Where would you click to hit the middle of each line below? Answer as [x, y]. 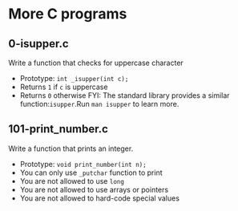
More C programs [68, 14]
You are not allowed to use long [72, 181]
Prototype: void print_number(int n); [83, 164]
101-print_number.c [58, 129]
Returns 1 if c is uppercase [64, 87]
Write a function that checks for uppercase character [96, 63]
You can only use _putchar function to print [91, 172]
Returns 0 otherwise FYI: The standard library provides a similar [125, 95]
